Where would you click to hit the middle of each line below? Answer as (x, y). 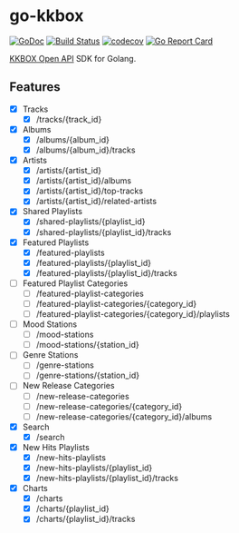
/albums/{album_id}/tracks (86, 150)
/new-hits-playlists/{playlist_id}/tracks (107, 478)
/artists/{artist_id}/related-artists (96, 202)
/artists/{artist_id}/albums (84, 181)
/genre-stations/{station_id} (88, 375)
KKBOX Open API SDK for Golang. (73, 58)
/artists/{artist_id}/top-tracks (89, 191)
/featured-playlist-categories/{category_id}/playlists (133, 314)
